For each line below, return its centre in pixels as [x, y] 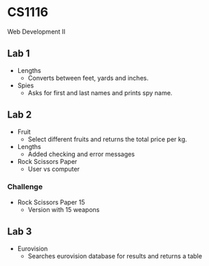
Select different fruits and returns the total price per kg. [107, 139]
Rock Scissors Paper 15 [51, 202]
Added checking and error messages [81, 154]
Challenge [25, 187]
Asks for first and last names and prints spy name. [100, 92]
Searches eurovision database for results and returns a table [115, 255]
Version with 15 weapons [64, 209]
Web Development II [36, 31]
